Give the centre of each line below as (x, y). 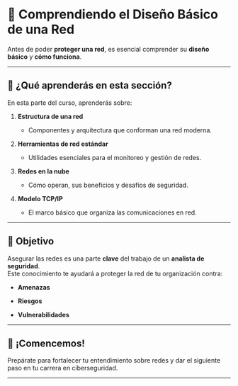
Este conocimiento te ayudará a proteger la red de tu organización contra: (115, 273)
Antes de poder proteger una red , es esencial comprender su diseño (108, 49)
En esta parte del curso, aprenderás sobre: (70, 103)
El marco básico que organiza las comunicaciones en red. (112, 212)
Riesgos (30, 301)
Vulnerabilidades (43, 314)
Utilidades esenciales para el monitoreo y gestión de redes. (115, 157)
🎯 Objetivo (31, 241)
